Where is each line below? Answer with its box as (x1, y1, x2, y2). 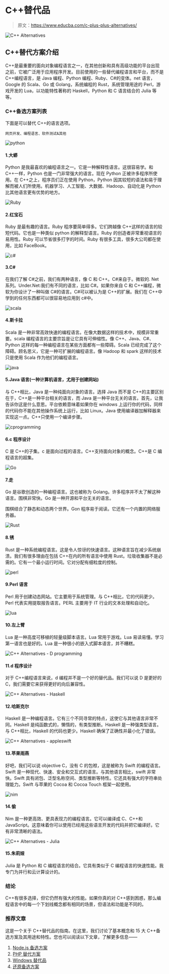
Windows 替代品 (12, 957, 47, 963)
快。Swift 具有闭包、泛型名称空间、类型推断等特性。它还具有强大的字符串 (5, 775, 158, 781)
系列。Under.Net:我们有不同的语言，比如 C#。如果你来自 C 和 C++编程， (5, 282, 157, 288)
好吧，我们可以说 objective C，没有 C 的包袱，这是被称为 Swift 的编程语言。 (5, 762, 163, 768)
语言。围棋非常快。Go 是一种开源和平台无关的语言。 (5, 495, 114, 501)
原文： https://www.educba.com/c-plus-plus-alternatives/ (17, 22, 137, 28)
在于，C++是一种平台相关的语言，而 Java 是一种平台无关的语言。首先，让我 (5, 395, 163, 401)
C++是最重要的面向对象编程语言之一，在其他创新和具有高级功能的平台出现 (5, 62, 160, 68)
